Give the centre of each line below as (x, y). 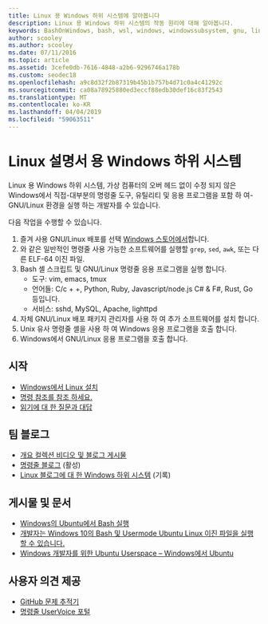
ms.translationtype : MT (48, 97)
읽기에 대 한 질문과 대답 (56, 407)
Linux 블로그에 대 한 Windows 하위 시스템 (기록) (95, 475)
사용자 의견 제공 (45, 581)
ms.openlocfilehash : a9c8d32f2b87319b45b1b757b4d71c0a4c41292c (116, 82)
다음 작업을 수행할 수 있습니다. (55, 222)
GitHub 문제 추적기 (49, 602)
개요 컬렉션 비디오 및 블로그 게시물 (73, 455)
